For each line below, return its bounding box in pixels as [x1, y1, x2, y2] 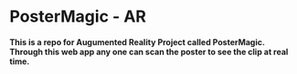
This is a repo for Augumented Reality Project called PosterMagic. [9, 36, 265, 47]
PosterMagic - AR [9, 6, 147, 27]
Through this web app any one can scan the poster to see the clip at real [9, 46, 289, 57]
